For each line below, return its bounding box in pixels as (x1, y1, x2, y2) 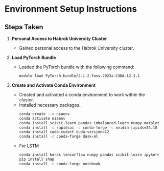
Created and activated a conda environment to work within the (19, 92, 145, 97)
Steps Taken (4, 23, 44, 31)
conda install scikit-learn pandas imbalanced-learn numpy (19, 120, 142, 125)
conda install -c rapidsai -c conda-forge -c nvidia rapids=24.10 (19, 125, 158, 130)
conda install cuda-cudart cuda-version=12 (19, 130, 110, 134)
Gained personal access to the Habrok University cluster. (19, 45, 134, 51)
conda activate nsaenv (19, 116, 66, 121)
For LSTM (19, 143, 39, 149)
